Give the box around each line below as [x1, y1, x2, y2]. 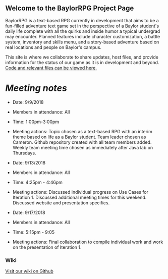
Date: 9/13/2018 [12, 159, 46, 165]
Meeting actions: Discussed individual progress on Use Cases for [12, 189, 149, 195]
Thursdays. [12, 150, 36, 156]
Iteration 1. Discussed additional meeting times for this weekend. [12, 194, 147, 200]
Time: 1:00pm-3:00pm [12, 119, 60, 125]
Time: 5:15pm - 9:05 [12, 229, 54, 235]
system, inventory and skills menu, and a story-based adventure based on [5, 39, 159, 45]
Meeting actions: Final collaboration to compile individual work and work [12, 239, 163, 245]
